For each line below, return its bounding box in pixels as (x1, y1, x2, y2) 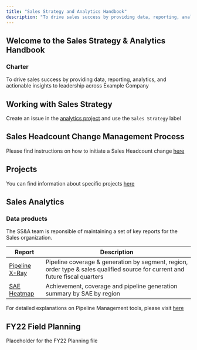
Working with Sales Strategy (6, 99, 113, 109)
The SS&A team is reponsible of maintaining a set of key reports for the (6, 228, 178, 235)
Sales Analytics (6, 197, 64, 207)
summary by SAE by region (45, 290, 120, 298)
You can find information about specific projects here (6, 180, 135, 187)
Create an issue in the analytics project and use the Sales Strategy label (6, 115, 181, 122)
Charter (6, 62, 29, 70)
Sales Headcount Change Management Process (6, 132, 185, 142)
